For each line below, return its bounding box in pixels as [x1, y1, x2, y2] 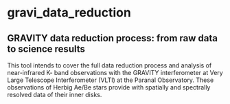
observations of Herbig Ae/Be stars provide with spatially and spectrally [7, 83, 211, 91]
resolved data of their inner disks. [7, 91, 102, 98]
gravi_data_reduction [7, 5, 132, 21]
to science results [7, 43, 86, 54]
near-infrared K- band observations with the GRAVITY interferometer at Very [7, 69, 223, 76]
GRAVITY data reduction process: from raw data [7, 32, 218, 44]
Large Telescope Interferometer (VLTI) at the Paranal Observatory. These [7, 76, 214, 84]
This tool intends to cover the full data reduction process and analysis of [7, 61, 212, 70]
